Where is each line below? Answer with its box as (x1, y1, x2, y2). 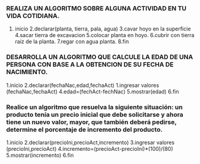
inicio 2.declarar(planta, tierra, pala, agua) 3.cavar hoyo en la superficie (14, 25, 191, 32)
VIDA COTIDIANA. (6, 11, 60, 20)
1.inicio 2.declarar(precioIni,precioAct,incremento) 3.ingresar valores (6, 139, 175, 146)
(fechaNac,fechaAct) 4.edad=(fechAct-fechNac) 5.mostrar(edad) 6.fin (6, 88, 179, 95)
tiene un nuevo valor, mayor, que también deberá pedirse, (6, 118, 177, 126)
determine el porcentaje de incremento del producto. (6, 125, 163, 133)
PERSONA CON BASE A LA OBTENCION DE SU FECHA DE (6, 60, 174, 69)
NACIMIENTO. (6, 68, 48, 76)
